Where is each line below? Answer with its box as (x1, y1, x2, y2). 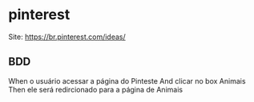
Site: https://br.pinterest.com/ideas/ (8, 32, 126, 41)
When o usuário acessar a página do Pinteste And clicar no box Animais (8, 76, 246, 85)
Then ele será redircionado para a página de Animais (8, 84, 183, 94)
